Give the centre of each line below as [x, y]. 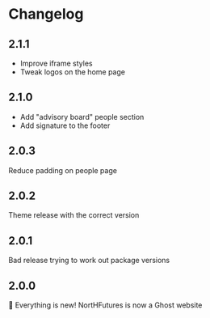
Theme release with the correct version [74, 215]
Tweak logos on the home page [72, 72]
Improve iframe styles [56, 63]
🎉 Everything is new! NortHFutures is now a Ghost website [105, 305]
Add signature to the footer [65, 125]
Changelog [46, 14]
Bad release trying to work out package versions [89, 261]
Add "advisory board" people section [82, 117]
